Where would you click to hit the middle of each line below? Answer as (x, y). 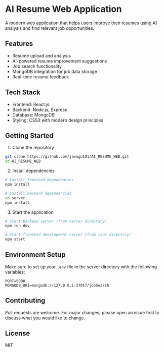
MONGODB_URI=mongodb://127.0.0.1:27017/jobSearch (57, 285)
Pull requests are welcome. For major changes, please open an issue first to (82, 312)
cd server (15, 198)
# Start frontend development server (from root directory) (68, 235)
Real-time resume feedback (41, 77)
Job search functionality (37, 66)
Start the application (33, 212)
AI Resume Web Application (63, 9)
